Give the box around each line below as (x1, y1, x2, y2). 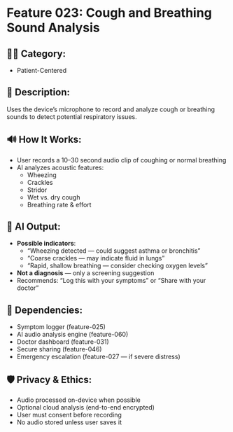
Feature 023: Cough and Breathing (6, 5, 213, 21)
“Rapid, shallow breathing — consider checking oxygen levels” (27, 261, 208, 270)
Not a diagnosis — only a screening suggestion (16, 269, 155, 277)
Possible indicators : (16, 239, 76, 248)
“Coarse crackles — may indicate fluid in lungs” (27, 254, 165, 263)
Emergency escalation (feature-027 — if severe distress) (16, 352, 181, 361)
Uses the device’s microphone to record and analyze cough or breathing (6, 105, 215, 113)
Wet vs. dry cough (27, 193, 80, 201)
